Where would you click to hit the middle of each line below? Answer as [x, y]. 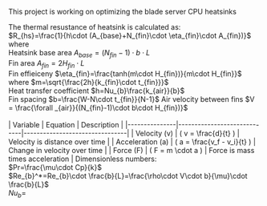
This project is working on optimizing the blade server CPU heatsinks [122, 12]
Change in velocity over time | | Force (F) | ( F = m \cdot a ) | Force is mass [131, 150]
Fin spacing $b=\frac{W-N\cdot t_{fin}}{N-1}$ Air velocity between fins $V [131, 99]
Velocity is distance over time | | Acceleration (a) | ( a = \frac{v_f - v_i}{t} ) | [132, 141]
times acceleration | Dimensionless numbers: [83, 159]
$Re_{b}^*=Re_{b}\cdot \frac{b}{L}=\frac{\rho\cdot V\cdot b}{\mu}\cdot [128, 176]
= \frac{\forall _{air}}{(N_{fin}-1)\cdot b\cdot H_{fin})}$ [98, 107]
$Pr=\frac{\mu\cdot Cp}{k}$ [55, 167]
